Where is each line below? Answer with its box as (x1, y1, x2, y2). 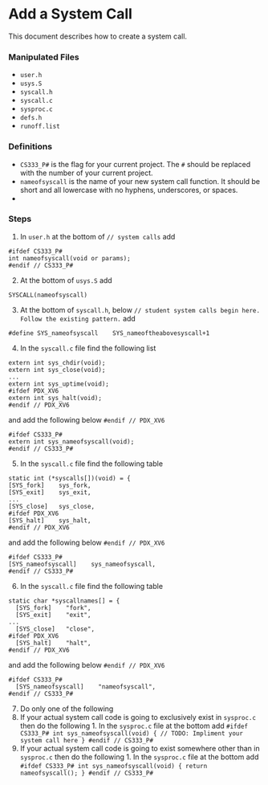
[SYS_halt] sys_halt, (8, 516, 91, 525)
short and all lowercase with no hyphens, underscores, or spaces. (19, 185, 238, 194)
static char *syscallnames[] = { (8, 596, 120, 605)
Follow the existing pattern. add (19, 313, 136, 323)
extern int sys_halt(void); (8, 394, 103, 402)
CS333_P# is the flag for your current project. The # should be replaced (19, 159, 251, 169)
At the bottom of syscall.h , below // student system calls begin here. (19, 305, 261, 314)
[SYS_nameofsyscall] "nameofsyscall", (15, 682, 156, 691)
